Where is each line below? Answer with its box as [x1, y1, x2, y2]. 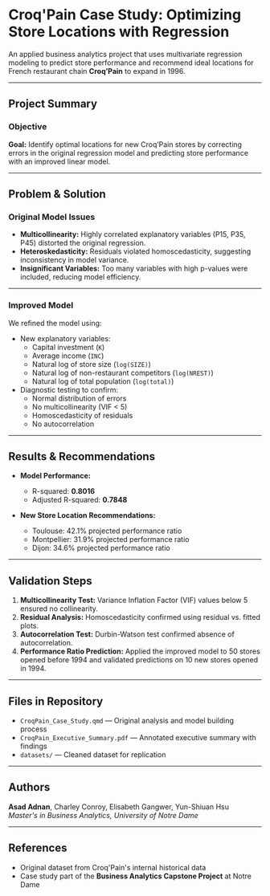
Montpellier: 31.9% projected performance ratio [31, 535, 190, 544]
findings [19, 741, 47, 751]
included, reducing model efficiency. [19, 272, 141, 282]
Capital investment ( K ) [31, 342, 105, 352]
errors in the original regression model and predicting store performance [8, 148, 249, 157]
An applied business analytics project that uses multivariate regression [8, 49, 243, 59]
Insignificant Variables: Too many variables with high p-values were [19, 263, 248, 274]
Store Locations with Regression [8, 22, 230, 41]
